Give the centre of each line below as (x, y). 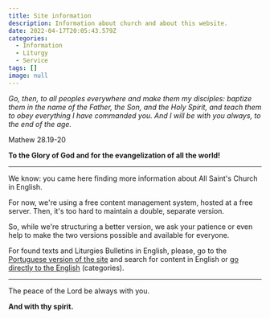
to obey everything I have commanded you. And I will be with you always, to (135, 115)
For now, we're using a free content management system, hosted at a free (131, 202)
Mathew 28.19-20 (37, 139)
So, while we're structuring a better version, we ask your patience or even (131, 227)
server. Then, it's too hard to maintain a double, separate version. (117, 211)
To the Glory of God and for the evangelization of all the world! (115, 155)
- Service (32, 61)
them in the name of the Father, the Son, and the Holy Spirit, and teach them (135, 107)
